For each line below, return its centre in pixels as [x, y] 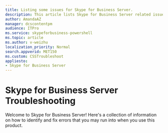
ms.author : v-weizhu [27, 42]
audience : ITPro [22, 28]
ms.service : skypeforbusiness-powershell [49, 33]
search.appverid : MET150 [31, 51]
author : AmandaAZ [23, 19]
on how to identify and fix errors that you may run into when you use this [80, 120]
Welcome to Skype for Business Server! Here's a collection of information [81, 115]
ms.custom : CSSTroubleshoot [34, 56]
